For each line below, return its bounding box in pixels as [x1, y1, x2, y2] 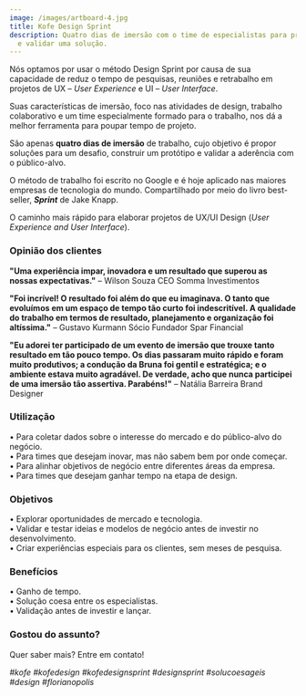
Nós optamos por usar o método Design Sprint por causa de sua [9, 64, 251, 75]
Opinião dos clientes [9, 244, 102, 257]
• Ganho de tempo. [9, 586, 82, 597]
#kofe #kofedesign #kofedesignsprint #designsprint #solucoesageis [9, 667, 266, 678]
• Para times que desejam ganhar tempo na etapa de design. [9, 470, 239, 481]
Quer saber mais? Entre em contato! [9, 649, 145, 660]
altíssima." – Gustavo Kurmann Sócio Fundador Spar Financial [9, 321, 244, 333]
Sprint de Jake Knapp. [33, 194, 118, 205]
